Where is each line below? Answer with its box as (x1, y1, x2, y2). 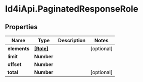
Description (58, 37, 86, 44)
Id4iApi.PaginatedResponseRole (5, 3, 139, 15)
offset (7, 61, 22, 67)
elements (7, 45, 30, 52)
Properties (5, 23, 38, 31)
